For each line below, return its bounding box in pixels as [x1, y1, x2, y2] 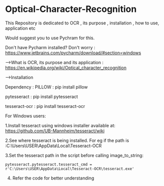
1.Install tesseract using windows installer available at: [5, 122, 116, 128]
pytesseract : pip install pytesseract [5, 93, 78, 99]
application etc [5, 25, 36, 31]
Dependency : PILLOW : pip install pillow [5, 84, 88, 90]
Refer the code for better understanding [12, 175, 94, 181]
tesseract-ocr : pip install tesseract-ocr [5, 103, 85, 109]
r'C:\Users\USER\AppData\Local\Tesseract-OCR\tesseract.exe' [5, 166, 135, 171]
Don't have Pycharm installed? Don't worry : [5, 44, 95, 50]
